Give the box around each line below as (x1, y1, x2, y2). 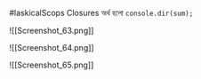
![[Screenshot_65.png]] (9, 59, 94, 70)
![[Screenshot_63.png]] (9, 26, 94, 36)
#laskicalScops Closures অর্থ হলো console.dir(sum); (9, 8, 194, 18)
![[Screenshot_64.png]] (9, 43, 95, 52)
